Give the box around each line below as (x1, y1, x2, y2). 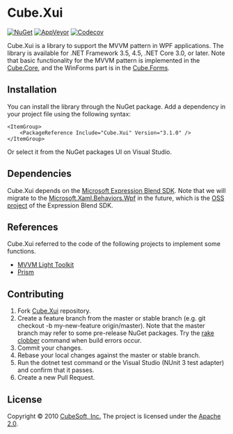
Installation (7, 84, 57, 95)
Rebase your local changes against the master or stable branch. (17, 351, 200, 359)
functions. (7, 247, 36, 256)
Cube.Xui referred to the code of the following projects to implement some (7, 240, 221, 248)
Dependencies (7, 168, 72, 180)
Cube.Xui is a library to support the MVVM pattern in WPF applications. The (7, 41, 224, 49)
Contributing (7, 288, 64, 300)
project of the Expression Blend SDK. (7, 201, 113, 210)
